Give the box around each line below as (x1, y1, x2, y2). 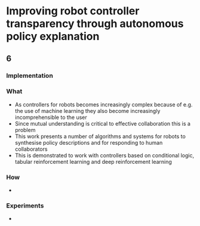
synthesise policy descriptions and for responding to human (14, 139, 163, 146)
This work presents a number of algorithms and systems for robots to (14, 133, 186, 140)
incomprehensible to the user (14, 114, 88, 121)
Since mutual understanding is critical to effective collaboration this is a (14, 120, 191, 127)
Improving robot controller (6, 4, 140, 18)
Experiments (6, 201, 44, 210)
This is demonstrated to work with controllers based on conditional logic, (14, 151, 195, 159)
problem (14, 126, 36, 133)
